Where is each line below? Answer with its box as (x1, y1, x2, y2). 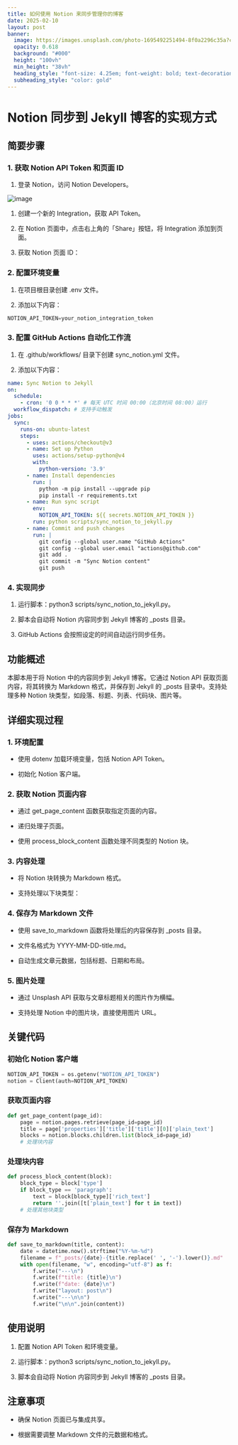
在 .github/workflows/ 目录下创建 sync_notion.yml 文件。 (17, 350, 183, 359)
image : (13, 37, 33, 44)
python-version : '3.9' (38, 466, 106, 473)
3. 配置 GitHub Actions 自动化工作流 (7, 333, 131, 343)
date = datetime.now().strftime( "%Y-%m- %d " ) (20, 1247, 154, 1255)
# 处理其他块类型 (20, 1206, 64, 1213)
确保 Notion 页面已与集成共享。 (17, 1415, 110, 1424)
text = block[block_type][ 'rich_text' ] (33, 1193, 151, 1200)
